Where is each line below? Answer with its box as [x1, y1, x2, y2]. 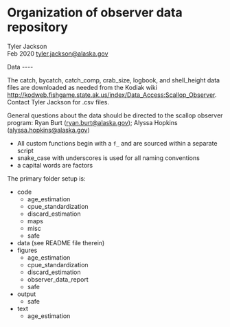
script [16, 146, 34, 155]
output [16, 290, 36, 298]
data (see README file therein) [16, 238, 105, 247]
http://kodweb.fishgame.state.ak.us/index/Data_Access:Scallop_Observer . [7, 91, 217, 99]
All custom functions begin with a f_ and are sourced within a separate [16, 139, 218, 147]
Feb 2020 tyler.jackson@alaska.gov [7, 49, 108, 58]
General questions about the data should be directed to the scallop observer [7, 111, 223, 120]
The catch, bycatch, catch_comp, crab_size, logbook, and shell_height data [7, 76, 220, 84]
